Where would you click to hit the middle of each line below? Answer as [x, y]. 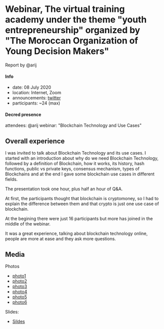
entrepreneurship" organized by [73, 30]
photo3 [20, 286]
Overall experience [35, 141]
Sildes [19, 321]
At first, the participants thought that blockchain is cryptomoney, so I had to [82, 199]
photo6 [20, 302]
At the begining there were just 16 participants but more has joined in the [79, 219]
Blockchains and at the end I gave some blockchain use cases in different [80, 174]
